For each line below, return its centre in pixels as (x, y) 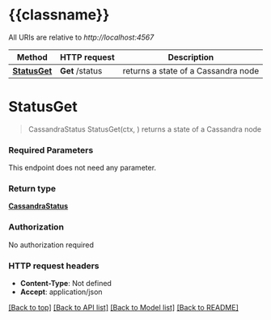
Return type (32, 189)
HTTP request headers (54, 266)
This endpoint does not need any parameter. (82, 168)
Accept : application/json (61, 292)
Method (32, 57)
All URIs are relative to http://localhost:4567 (81, 37)
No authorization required (51, 245)
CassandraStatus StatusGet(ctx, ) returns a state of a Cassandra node (145, 129)
